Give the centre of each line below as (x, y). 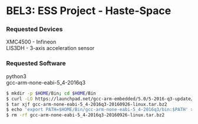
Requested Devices (34, 29)
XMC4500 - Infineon (31, 42)
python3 (16, 76)
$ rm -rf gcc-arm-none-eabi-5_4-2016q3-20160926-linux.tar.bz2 (85, 115)
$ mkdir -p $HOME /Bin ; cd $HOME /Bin (51, 93)
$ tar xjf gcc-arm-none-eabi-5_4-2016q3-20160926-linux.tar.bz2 (87, 104)
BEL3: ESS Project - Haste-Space (89, 11)
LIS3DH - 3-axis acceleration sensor (50, 48)
